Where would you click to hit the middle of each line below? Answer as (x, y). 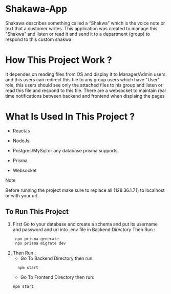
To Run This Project (37, 212)
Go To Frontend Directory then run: (57, 277)
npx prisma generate (37, 239)
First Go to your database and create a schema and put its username (85, 224)
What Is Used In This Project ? (70, 117)
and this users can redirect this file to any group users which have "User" (83, 79)
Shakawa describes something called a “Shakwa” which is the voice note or (85, 23)
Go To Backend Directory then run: (57, 258)
